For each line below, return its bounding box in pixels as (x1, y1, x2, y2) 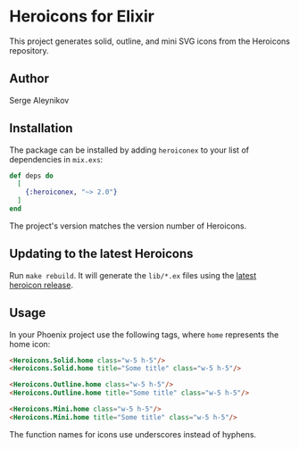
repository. (9, 45, 49, 55)
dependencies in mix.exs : (9, 154, 104, 164)
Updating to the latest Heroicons (9, 246, 194, 262)
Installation (9, 121, 73, 136)
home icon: (9, 338, 51, 349)
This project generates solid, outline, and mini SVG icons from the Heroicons (9, 36, 290, 46)
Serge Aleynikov (9, 95, 70, 105)
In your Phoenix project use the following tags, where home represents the (9, 328, 279, 340)
